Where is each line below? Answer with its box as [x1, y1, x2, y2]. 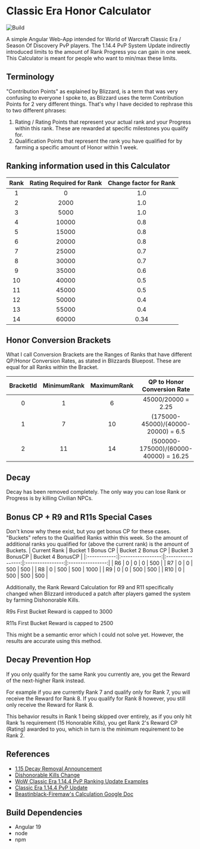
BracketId [9, 382, 37, 390]
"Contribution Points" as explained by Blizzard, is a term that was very [6, 88, 179, 95]
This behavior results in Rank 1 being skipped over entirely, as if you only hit [6, 712, 192, 720]
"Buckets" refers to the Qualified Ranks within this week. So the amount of [6, 534, 189, 541]
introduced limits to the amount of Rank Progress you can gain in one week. [6, 48, 192, 55]
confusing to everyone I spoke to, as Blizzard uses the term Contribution [6, 94, 184, 101]
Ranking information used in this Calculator [6, 161, 171, 171]
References [6, 749, 50, 759]
